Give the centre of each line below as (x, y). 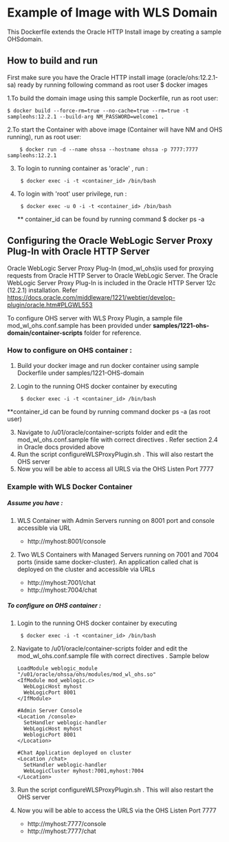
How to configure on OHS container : (70, 351)
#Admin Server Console (50, 710)
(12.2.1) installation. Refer (42, 290)
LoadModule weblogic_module (57, 668)
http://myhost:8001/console (67, 541)
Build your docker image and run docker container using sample (108, 365)
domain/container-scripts (45, 333)
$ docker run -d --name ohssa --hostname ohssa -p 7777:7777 (109, 150)
